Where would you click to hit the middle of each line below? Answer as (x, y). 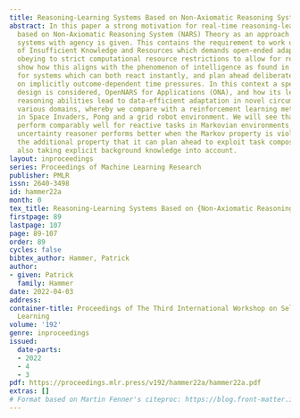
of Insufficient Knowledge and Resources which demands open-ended (146, 51)
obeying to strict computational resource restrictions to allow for (149, 59)
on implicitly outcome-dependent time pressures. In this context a (147, 84)
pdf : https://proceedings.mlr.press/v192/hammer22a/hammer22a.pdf (135, 383)
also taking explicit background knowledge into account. (128, 150)
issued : (24, 341)
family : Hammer (46, 283)
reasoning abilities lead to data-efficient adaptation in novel (142, 100)
